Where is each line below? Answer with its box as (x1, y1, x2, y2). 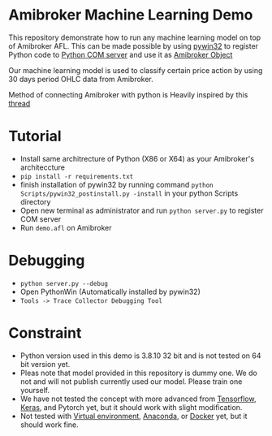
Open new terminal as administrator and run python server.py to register (19, 205, 264, 215)
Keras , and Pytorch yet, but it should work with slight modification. (19, 402, 243, 412)
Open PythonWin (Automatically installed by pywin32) (19, 287, 201, 296)
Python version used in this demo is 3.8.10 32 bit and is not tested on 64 (19, 351, 261, 360)
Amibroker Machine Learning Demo (8, 6, 253, 24)
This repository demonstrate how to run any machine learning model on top (8, 32, 261, 42)
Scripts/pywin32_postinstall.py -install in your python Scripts (19, 188, 239, 198)
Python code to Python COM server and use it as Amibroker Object (8, 50, 233, 59)
